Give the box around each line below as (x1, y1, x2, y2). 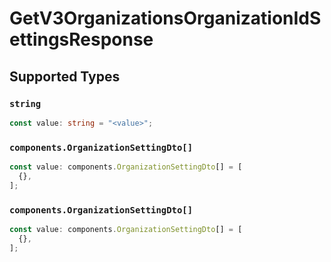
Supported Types (9, 68, 121, 85)
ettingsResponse (9, 28, 154, 51)
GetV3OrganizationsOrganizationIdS (9, 7, 322, 30)
